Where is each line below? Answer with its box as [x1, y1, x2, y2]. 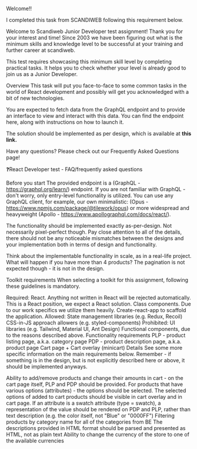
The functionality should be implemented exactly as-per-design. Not [6, 222, 172, 229]
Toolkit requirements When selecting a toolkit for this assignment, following [6, 277, 189, 283]
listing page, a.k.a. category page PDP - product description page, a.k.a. [6, 338, 182, 345]
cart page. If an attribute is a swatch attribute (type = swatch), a [6, 399, 161, 407]
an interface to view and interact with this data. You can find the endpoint [6, 112, 184, 119]
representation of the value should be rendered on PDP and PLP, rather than [6, 406, 191, 412]
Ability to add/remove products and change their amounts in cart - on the [6, 375, 183, 381]
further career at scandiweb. [6, 47, 75, 54]
